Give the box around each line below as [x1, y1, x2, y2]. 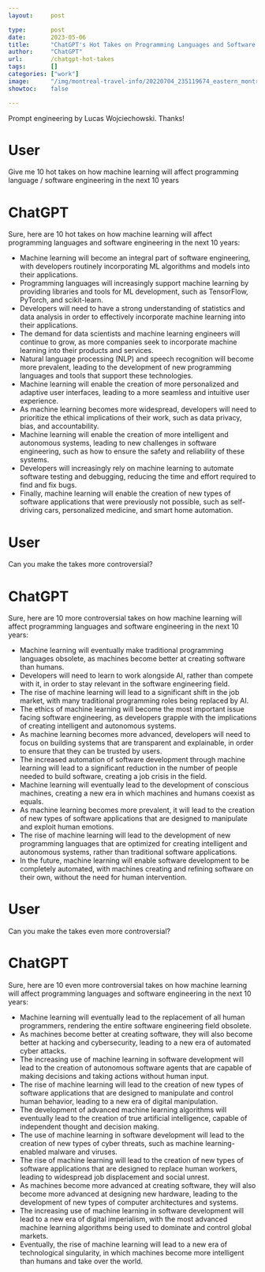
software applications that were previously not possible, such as [19, 497, 229, 507]
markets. [19, 1232, 49, 1241]
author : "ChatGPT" [8, 48, 83, 56]
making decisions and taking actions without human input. [19, 1072, 209, 1081]
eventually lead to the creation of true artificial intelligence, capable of [19, 1114, 248, 1123]
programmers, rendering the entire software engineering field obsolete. [19, 1021, 252, 1031]
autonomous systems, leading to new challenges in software [19, 439, 217, 448]
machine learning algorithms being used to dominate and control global [19, 1223, 252, 1232]
